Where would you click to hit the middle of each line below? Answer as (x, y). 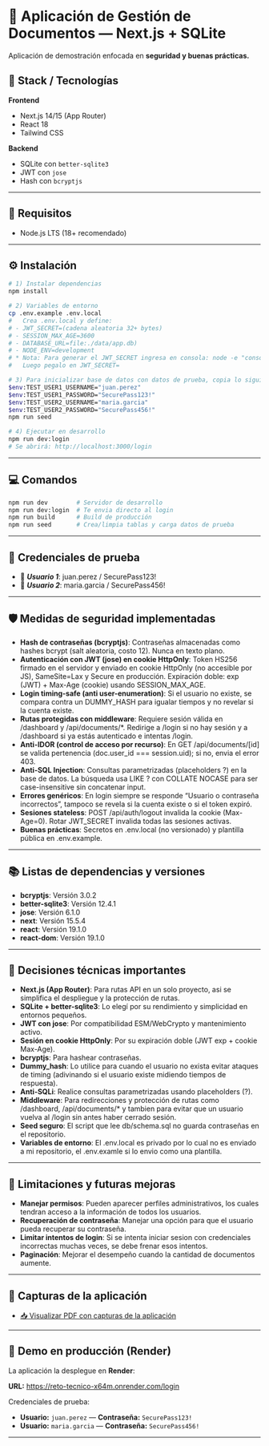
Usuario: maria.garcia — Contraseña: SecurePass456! (110, 1425)
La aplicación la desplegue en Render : (72, 1371)
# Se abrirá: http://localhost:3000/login (80, 446)
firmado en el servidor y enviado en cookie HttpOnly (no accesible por (136, 668)
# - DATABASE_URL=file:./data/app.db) (73, 343)
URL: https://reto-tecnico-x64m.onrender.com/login (94, 1386)
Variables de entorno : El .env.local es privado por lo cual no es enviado (138, 1143)
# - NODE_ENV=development (51, 351)
